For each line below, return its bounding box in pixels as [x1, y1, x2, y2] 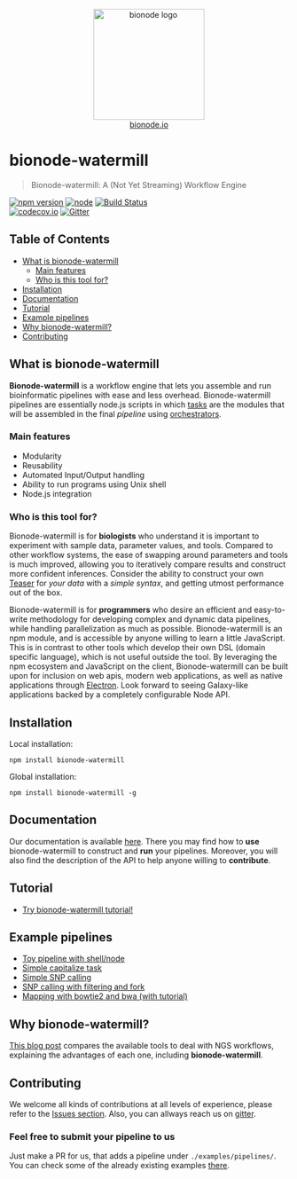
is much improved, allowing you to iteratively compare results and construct [9, 559, 286, 570]
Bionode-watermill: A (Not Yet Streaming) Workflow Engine [30, 179, 246, 190]
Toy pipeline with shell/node [21, 954, 126, 964]
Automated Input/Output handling [21, 469, 145, 480]
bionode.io [129, 120, 168, 130]
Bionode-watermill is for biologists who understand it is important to [9, 531, 260, 541]
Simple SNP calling [21, 972, 91, 983]
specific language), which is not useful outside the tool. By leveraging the [9, 652, 277, 663]
